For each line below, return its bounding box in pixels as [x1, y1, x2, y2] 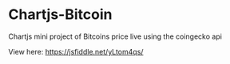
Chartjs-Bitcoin [8, 6, 113, 24]
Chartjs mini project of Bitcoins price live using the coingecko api [8, 32, 222, 41]
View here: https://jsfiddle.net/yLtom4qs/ [8, 47, 144, 56]
